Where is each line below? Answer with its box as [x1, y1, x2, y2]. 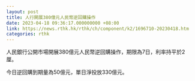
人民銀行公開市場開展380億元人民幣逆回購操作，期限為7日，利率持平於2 [6, 49, 185, 56]
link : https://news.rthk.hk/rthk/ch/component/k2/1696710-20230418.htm [6, 25, 189, 32]
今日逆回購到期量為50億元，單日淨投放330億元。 [6, 68, 128, 76]
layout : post [6, 8, 39, 15]
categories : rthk [6, 31, 50, 37]
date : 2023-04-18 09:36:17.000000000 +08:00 [6, 20, 119, 26]
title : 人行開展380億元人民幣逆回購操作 [6, 14, 96, 20]
